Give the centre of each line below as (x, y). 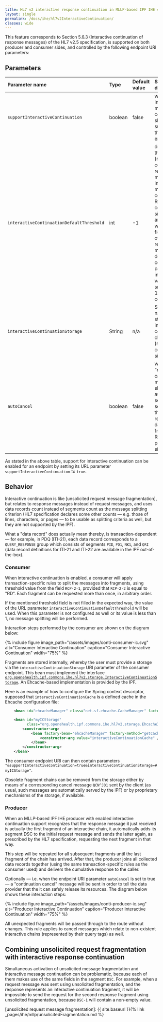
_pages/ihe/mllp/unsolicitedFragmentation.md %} (55, 1015)
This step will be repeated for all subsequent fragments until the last (73, 854)
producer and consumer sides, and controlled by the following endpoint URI (81, 47)
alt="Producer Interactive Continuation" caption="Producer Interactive (75, 909)
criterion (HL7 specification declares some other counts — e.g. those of (77, 514)
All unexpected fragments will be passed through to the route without (74, 924)
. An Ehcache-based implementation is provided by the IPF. (77, 682)
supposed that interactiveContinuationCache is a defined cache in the (76, 697)
